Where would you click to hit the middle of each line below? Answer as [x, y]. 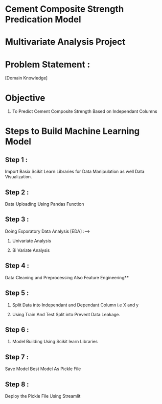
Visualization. [19, 177]
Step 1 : [16, 160]
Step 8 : [17, 384]
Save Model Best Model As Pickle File [43, 369]
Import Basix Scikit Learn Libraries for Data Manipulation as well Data [75, 172]
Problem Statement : [48, 64]
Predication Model [43, 19]
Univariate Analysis [32, 241]
